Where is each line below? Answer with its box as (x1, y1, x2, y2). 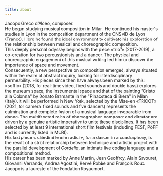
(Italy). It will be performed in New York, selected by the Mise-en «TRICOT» (5, 98, 157, 104)
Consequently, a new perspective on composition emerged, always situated (5, 67, 158, 73)
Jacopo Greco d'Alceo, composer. (5, 20, 74, 26)
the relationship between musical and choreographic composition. (5, 41, 138, 47)
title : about (5, 7, 32, 12)
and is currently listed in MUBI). (5, 129, 68, 135)
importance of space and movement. (5, 62, 80, 68)
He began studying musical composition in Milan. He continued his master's (5, 25, 158, 32)
